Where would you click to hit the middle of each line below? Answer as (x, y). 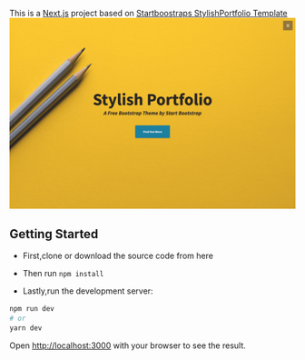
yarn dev (26, 328)
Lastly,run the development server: (88, 291)
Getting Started (54, 234)
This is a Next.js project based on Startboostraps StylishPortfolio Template (148, 13)
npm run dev (32, 309)
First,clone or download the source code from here (118, 256)
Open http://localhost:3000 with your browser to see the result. (128, 345)
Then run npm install (63, 274)
